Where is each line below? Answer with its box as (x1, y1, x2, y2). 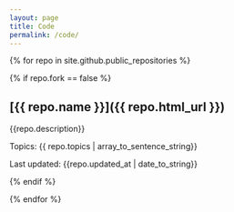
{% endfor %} (9, 194, 62, 205)
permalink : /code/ (9, 30, 79, 39)
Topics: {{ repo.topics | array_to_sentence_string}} (9, 141, 198, 152)
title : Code (9, 22, 55, 31)
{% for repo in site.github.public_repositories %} (9, 56, 191, 66)
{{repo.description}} (9, 124, 86, 135)
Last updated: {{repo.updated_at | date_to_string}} (9, 158, 198, 169)
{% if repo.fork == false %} (9, 73, 112, 84)
